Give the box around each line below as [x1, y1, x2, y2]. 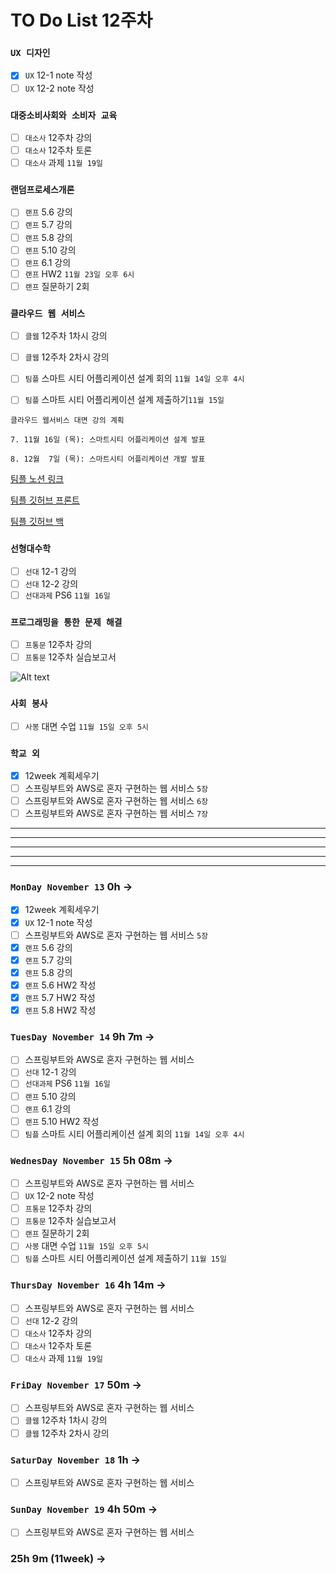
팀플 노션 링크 [10, 473, 65, 485]
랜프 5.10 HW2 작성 [24, 1115, 100, 1127]
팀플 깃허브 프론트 [10, 494, 80, 506]
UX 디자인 [10, 47, 51, 59]
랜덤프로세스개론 [10, 184, 75, 196]
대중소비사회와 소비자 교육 [10, 109, 118, 121]
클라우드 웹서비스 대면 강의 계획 [10, 416, 125, 426]
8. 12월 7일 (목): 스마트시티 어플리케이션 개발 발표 [10, 454, 206, 465]
